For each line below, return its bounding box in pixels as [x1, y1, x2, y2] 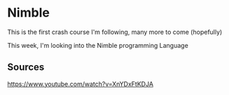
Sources [7, 61, 45, 74]
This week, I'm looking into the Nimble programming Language [7, 41, 189, 49]
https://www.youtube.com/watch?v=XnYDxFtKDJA [7, 80, 154, 88]
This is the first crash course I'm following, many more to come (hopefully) [7, 28, 223, 36]
